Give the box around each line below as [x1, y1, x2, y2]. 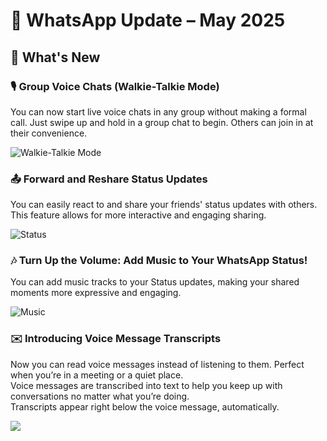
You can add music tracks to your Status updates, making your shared [10, 276, 300, 288]
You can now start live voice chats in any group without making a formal [10, 105, 307, 118]
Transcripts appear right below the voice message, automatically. [10, 400, 280, 413]
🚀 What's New [10, 49, 101, 66]
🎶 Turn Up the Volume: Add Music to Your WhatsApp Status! [10, 254, 308, 268]
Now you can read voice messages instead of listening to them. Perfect [10, 358, 305, 370]
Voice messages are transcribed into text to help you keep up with [10, 379, 283, 391]
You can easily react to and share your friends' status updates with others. [10, 199, 318, 211]
